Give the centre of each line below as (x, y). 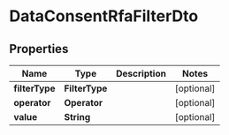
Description (141, 74)
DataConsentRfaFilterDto (104, 16)
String (77, 117)
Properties (39, 49)
